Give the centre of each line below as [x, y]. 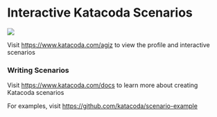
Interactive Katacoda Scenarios [100, 13]
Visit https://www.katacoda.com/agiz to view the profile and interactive [108, 45]
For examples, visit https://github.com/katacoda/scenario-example [102, 106]
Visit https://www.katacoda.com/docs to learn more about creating [103, 85]
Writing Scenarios [38, 70]
